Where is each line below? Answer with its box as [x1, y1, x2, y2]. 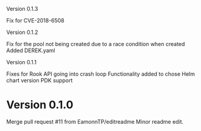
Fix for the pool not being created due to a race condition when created [6, 41, 185, 47]
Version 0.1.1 [6, 59, 37, 65]
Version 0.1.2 [6, 29, 38, 36]
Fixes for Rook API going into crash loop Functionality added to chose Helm [6, 70, 196, 78]
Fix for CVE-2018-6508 [6, 17, 65, 24]
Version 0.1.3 [6, 5, 38, 12]
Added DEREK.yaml [6, 47, 56, 54]
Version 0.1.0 [6, 98, 74, 112]
